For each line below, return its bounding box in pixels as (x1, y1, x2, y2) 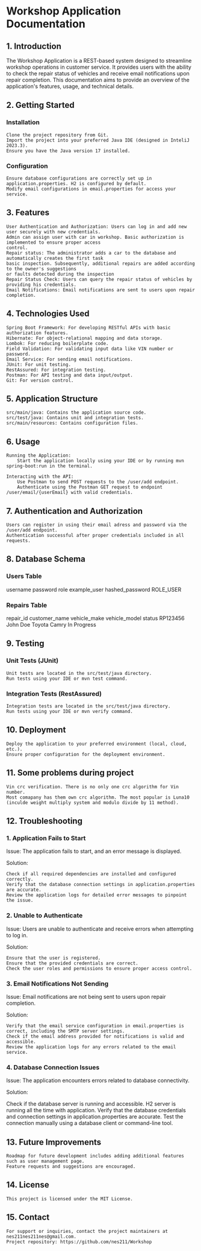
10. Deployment (6, 725, 66, 735)
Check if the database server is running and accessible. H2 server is (6, 1100, 176, 1107)
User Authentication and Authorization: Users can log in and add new (6, 223, 187, 230)
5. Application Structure (6, 394, 98, 404)
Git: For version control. (6, 377, 74, 384)
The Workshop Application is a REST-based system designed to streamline (6, 57, 192, 64)
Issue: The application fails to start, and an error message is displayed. (6, 847, 182, 855)
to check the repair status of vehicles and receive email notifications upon (6, 70, 190, 77)
